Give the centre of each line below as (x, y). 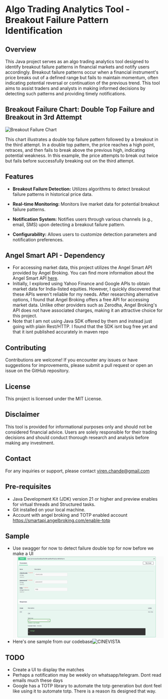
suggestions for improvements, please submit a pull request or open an (79, 365)
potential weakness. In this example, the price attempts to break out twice (82, 155)
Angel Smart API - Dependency (55, 256)
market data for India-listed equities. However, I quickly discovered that (87, 289)
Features (19, 177)
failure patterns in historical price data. (53, 194)
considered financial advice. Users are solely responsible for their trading (81, 432)
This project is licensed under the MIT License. (54, 399)
